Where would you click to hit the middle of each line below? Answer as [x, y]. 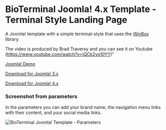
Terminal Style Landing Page [66, 20]
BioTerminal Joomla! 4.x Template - [81, 9]
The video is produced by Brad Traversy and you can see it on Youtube [79, 49]
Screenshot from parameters [41, 96]
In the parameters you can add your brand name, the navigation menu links [83, 107]
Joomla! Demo [20, 64]
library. [13, 39]
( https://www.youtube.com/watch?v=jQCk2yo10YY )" [60, 54]
